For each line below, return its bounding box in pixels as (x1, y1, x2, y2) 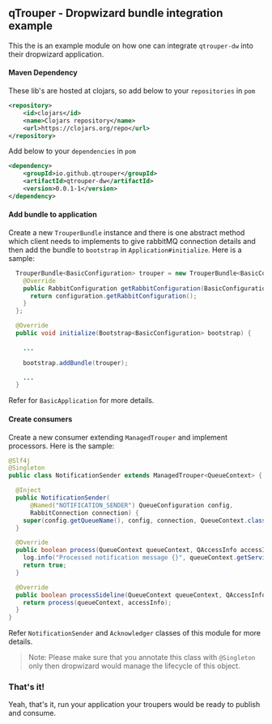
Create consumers (8, 413, 73, 424)
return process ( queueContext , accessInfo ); (23, 598, 172, 606)
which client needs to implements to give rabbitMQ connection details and (8, 236, 257, 246)
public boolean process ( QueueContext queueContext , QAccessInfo (15, 546, 237, 555)
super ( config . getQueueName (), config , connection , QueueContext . (23, 516, 249, 525)
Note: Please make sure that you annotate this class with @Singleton (28, 653, 256, 662)
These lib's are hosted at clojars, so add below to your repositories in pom (8, 86, 256, 96)
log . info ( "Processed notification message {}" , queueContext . (23, 554, 237, 562)
